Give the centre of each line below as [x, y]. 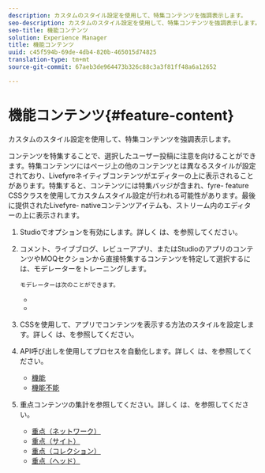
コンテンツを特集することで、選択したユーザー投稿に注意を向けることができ [132, 156]
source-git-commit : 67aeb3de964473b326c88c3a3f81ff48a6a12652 [112, 67]
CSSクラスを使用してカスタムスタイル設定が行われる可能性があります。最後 [132, 195]
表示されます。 [60, 215]
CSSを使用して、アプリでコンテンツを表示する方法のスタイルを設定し [133, 324]
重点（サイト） [56, 441]
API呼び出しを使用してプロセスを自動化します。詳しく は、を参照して [132, 351]
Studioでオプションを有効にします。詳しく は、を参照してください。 [131, 232]
